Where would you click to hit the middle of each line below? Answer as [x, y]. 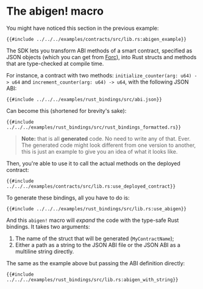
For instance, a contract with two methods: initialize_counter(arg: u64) [99, 75]
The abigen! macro [55, 11]
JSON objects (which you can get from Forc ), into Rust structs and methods [101, 57]
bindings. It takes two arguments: [48, 226]
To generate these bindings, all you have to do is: [68, 198]
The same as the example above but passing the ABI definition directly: [96, 263]
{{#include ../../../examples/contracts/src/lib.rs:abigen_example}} [97, 39]
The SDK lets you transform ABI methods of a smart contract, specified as [99, 51]
